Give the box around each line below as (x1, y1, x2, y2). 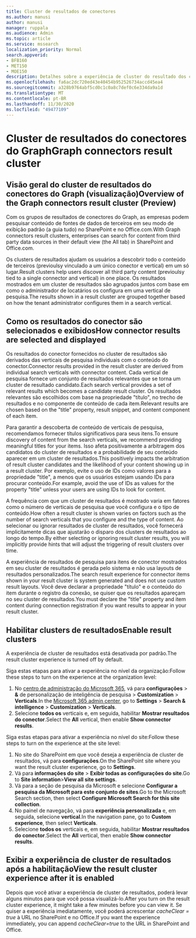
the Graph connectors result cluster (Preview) (6, 198, 177, 208)
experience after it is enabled (6, 873, 115, 884)
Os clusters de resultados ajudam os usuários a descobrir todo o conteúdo (6, 256, 185, 263)
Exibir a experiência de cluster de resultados (6, 855, 171, 865)
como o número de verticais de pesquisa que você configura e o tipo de (6, 504, 180, 511)
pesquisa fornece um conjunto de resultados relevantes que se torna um (6, 375, 181, 382)
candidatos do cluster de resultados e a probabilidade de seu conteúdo (6, 449, 178, 456)
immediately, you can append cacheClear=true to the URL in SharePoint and (6, 920, 190, 927)
